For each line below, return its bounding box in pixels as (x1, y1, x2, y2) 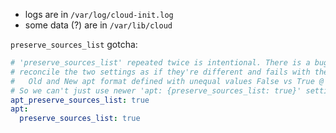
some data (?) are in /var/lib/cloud (24, 19, 173, 31)
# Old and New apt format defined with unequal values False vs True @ (10, 76, 325, 86)
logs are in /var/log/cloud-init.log (24, 9, 174, 20)
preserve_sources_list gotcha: (10, 39, 138, 50)
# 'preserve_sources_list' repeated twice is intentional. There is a (10, 58, 311, 68)
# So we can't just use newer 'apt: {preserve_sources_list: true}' (10, 85, 302, 96)
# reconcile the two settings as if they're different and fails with (10, 67, 311, 77)
